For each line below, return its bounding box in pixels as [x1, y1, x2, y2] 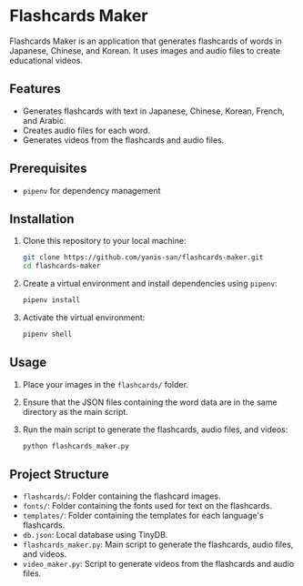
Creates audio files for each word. [22, 125, 151, 136]
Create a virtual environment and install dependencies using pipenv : [22, 278, 278, 289]
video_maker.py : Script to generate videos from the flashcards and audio [22, 559, 295, 570]
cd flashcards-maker [22, 261, 101, 271]
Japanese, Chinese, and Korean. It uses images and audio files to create [9, 45, 280, 56]
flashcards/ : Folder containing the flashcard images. [22, 490, 221, 501]
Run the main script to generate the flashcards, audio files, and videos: [22, 424, 288, 435]
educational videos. [9, 55, 84, 66]
